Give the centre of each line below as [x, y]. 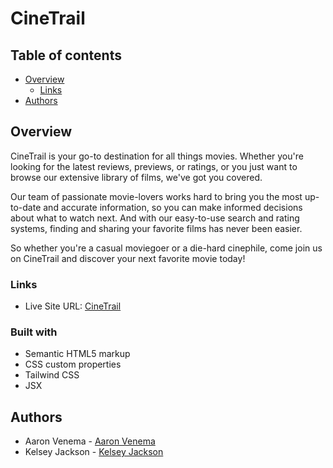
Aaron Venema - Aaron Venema [90, 441]
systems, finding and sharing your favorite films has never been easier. [156, 228]
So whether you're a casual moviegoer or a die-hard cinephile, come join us [166, 248]
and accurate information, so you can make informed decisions [173, 207]
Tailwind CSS [52, 375]
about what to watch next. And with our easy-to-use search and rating [155, 218]
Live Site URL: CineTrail [73, 306]
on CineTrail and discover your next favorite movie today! [128, 258]
